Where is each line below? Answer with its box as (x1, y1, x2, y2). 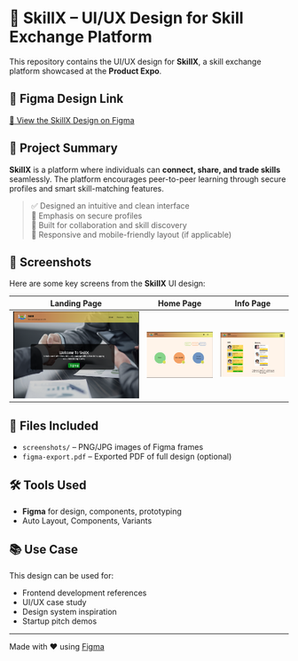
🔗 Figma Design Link (9, 91, 124, 106)
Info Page (234, 297, 271, 309)
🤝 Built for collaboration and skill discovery (30, 219, 188, 230)
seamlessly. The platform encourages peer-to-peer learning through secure (9, 173, 286, 185)
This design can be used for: (9, 570, 114, 580)
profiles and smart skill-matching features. (9, 183, 164, 193)
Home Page (158, 297, 202, 309)
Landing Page (50, 297, 102, 309)
